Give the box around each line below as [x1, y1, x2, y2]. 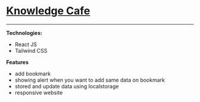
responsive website [14, 89, 63, 96]
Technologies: [6, 29, 43, 36]
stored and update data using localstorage [14, 82, 119, 90]
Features [6, 58, 29, 66]
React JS [14, 40, 37, 48]
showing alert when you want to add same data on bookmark [14, 76, 165, 84]
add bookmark [14, 70, 51, 77]
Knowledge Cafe [6, 4, 90, 18]
